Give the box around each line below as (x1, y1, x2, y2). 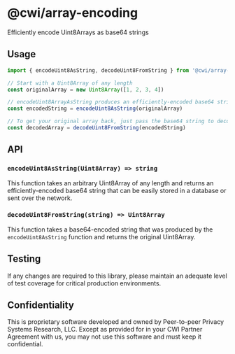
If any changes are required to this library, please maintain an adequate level (7, 271, 227, 280)
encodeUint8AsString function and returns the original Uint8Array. (7, 232, 196, 241)
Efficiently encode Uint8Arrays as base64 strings (7, 28, 149, 36)
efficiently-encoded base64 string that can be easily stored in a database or (7, 186, 227, 194)
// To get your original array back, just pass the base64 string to (7, 118, 215, 125)
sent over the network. (7, 194, 73, 202)
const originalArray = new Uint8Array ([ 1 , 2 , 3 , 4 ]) (7, 86, 164, 93)
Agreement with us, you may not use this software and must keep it (7, 332, 201, 341)
